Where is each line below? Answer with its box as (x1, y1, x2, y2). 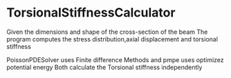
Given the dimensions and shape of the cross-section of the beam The (6, 28, 208, 36)
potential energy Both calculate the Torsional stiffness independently (6, 63, 203, 71)
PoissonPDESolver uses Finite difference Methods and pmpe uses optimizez (6, 55, 224, 64)
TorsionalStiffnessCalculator (6, 5, 176, 21)
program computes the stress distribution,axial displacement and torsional (6, 35, 219, 43)
